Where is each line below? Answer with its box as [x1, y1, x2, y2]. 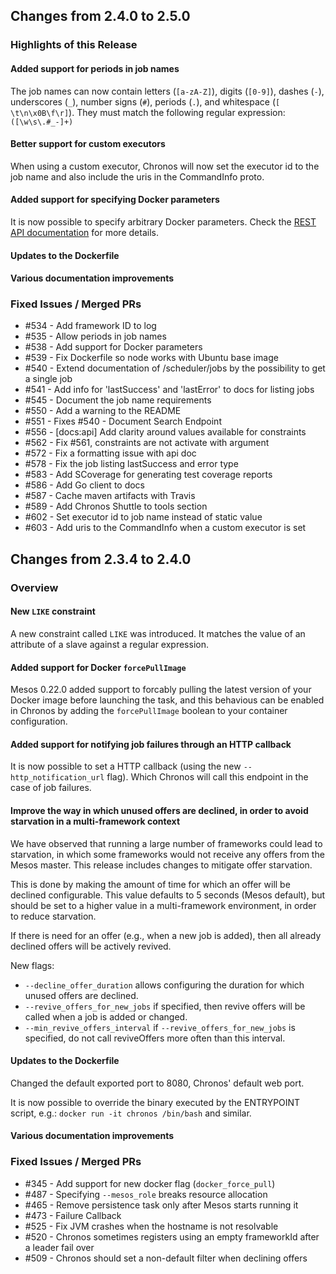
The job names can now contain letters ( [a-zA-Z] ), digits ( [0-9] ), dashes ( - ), [10, 85, 325, 97]
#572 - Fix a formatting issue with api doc [24, 447, 197, 459]
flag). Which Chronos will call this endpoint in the [106, 771, 309, 783]
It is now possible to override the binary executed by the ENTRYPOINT [10, 1096, 301, 1108]
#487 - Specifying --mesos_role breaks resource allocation [24, 1188, 268, 1200]
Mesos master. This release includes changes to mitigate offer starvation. [10, 859, 313, 871]
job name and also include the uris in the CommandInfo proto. [10, 170, 265, 183]
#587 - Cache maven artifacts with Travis [24, 490, 196, 502]
